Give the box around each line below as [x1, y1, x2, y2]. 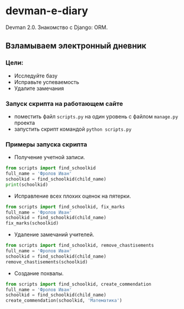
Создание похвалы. [14, 269, 64, 276]
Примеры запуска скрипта [5, 140, 88, 149]
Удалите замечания [14, 85, 64, 92]
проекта [14, 119, 35, 126]
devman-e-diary [5, 4, 88, 18]
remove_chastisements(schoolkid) [5, 259, 88, 265]
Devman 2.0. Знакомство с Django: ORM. [5, 24, 108, 31]
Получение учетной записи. [14, 154, 85, 161]
